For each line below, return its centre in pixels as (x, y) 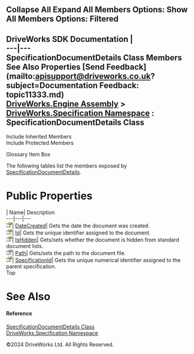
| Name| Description (30, 213)
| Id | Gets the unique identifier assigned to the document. (81, 233)
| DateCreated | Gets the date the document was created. (81, 226)
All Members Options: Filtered (63, 19)
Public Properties (50, 196)
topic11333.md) (35, 94)
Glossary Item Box (28, 155)
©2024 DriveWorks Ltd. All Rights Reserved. (60, 344)
